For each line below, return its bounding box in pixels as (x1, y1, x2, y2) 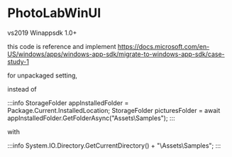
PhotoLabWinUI (7, 5, 101, 21)
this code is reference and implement (7, 42, 116, 50)
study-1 (7, 57, 30, 65)
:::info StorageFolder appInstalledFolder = (7, 98, 129, 107)
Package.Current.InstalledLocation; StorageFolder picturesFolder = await (7, 106, 221, 114)
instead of (7, 85, 37, 93)
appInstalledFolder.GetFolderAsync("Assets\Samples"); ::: (7, 114, 175, 122)
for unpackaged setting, (7, 71, 78, 80)
